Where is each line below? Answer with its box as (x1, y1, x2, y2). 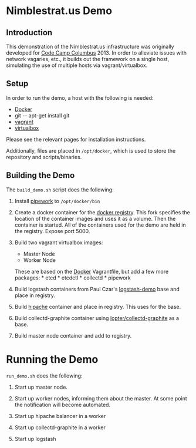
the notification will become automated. (14, 401, 110, 408)
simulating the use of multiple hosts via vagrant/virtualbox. (6, 62, 148, 69)
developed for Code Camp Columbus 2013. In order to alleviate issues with (6, 49, 187, 56)
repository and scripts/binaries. (6, 153, 82, 160)
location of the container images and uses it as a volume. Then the (14, 215, 176, 222)
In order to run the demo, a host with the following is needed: (6, 94, 154, 101)
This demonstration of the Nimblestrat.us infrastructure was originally (6, 43, 174, 50)
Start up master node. (14, 383, 67, 390)
